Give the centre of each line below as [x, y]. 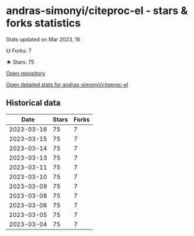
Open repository [26, 73]
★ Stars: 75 [20, 62]
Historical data [33, 103]
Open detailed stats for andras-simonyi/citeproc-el [67, 84]
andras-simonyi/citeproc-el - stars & [97, 11]
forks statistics [43, 23]
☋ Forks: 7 [19, 50]
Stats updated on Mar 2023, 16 [43, 39]
